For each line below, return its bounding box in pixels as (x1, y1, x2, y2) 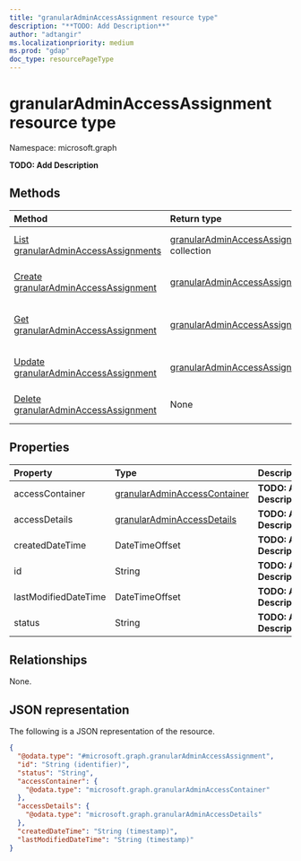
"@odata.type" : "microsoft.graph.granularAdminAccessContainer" (25, 785, 271, 795)
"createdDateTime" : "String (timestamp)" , (17, 827, 178, 836)
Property (13, 466, 53, 479)
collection (169, 244, 212, 257)
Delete (13, 392, 42, 405)
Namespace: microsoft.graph (9, 142, 117, 153)
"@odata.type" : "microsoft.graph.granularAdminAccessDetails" (25, 810, 262, 820)
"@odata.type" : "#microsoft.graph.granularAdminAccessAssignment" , (17, 751, 275, 761)
